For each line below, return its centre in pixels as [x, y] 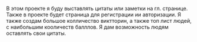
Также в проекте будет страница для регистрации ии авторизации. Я [94, 15]
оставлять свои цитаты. [36, 33]
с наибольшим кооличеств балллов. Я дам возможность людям [87, 27]
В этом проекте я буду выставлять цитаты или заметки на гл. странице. [97, 8]
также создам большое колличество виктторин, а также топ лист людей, [99, 21]
